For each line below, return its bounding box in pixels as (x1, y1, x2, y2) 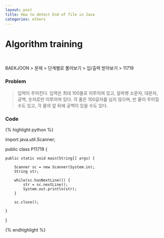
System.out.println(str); (23, 186, 77, 191)
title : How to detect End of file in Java (5, 12, 95, 17)
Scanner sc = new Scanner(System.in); (14, 164, 95, 169)
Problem (5, 78, 26, 85)
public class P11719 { (5, 146, 47, 152)
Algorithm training (5, 38, 83, 50)
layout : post (5, 7, 32, 13)
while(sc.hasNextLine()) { (14, 177, 70, 183)
